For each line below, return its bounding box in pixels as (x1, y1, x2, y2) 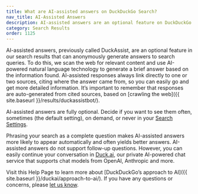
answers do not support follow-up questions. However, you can (27, 145, 183, 152)
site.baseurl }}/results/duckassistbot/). (6, 97, 100, 104)
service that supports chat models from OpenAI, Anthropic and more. (6, 157, 175, 165)
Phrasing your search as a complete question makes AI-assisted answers (6, 132, 185, 139)
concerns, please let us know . (6, 181, 79, 189)
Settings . (6, 121, 28, 128)
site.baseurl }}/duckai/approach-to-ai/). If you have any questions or (6, 175, 173, 182)
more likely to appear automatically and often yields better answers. (6, 139, 171, 146)
